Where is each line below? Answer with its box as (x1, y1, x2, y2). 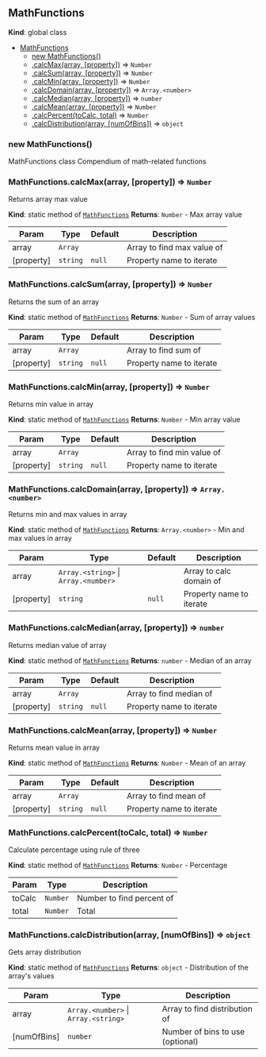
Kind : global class (8, 27, 67, 37)
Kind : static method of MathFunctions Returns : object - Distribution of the (8, 962, 249, 972)
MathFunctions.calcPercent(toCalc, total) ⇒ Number (8, 827, 208, 838)
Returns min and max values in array (8, 510, 127, 519)
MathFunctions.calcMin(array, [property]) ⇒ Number (8, 381, 210, 392)
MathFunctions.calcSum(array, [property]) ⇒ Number (8, 279, 213, 290)
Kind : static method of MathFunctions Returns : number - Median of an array (8, 655, 252, 665)
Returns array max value (8, 195, 89, 204)
